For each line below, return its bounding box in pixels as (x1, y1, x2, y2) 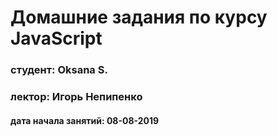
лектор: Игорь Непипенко (10, 90, 143, 104)
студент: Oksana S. (10, 63, 108, 77)
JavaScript (10, 27, 103, 50)
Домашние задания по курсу (10, 6, 268, 29)
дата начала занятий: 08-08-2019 (10, 114, 160, 126)
